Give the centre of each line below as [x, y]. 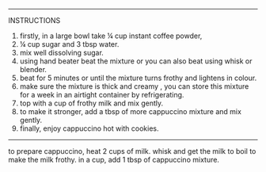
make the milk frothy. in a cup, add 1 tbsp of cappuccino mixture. [114, 160]
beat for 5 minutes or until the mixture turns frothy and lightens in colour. [138, 78]
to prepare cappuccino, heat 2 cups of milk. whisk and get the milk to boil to [132, 151]
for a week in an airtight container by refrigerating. [102, 95]
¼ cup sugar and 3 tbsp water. [69, 44]
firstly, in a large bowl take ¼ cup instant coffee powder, [111, 36]
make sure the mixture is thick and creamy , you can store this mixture [134, 86]
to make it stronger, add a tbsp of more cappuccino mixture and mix [130, 111]
